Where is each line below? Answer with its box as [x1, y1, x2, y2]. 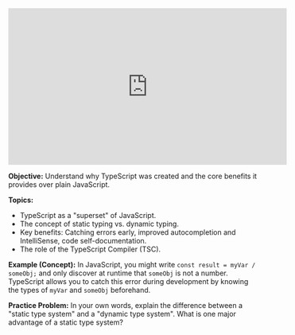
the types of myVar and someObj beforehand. [8, 286, 151, 294]
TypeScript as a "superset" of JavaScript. [19, 211, 157, 220]
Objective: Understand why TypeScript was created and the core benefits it [8, 171, 257, 181]
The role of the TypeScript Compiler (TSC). [19, 244, 161, 254]
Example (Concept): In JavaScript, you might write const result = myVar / [8, 260, 256, 269]
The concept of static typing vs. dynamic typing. [19, 219, 179, 228]
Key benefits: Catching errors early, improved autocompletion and [19, 228, 236, 237]
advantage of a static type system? [8, 317, 123, 327]
